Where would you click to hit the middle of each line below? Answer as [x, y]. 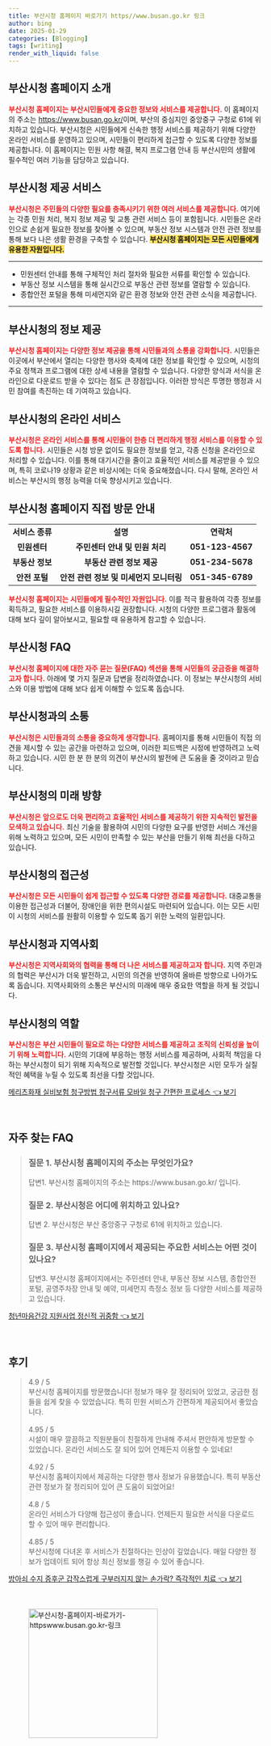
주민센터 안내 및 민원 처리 [121, 547]
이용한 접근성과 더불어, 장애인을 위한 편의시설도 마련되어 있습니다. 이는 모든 [127, 906]
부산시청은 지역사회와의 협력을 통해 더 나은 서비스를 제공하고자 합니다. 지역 [125, 965]
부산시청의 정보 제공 [55, 330]
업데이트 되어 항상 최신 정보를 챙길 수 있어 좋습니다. [124, 1562]
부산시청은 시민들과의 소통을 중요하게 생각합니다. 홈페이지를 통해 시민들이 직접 [131, 738]
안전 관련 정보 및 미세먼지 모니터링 [121, 577]
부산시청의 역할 [44, 1023]
